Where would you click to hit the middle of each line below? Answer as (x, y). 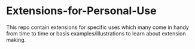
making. (16, 40)
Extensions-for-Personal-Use (81, 11)
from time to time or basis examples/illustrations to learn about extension (96, 33)
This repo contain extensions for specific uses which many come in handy (98, 27)
